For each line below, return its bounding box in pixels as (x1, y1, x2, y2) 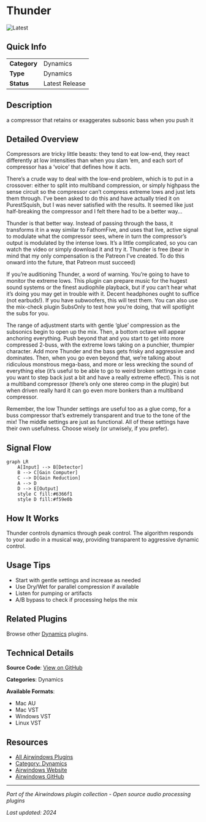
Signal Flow (6, 442, 52, 453)
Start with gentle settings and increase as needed (15, 576, 141, 583)
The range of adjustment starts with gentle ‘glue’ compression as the (6, 321, 180, 329)
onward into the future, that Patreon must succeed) (6, 259, 136, 266)
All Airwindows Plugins (15, 753, 74, 761)
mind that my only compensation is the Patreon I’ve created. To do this (6, 252, 185, 259)
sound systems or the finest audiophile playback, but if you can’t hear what (6, 283, 197, 291)
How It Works (6, 513, 59, 523)
